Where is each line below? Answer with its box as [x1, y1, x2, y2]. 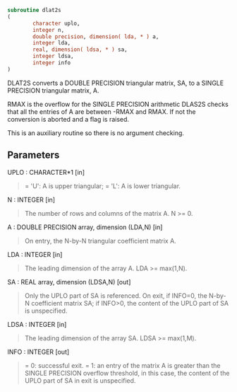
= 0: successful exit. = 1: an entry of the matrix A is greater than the [24, 361, 221, 369]
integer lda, [32, 40, 71, 47]
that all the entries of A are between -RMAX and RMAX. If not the [7, 107, 196, 116]
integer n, [32, 26, 65, 33]
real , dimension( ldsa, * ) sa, [32, 46, 128, 53]
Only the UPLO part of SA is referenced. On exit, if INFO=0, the [24, 291, 208, 300]
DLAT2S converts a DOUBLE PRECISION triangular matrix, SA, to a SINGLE [7, 79, 224, 87]
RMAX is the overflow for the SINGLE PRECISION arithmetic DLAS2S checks [7, 100, 229, 108]
